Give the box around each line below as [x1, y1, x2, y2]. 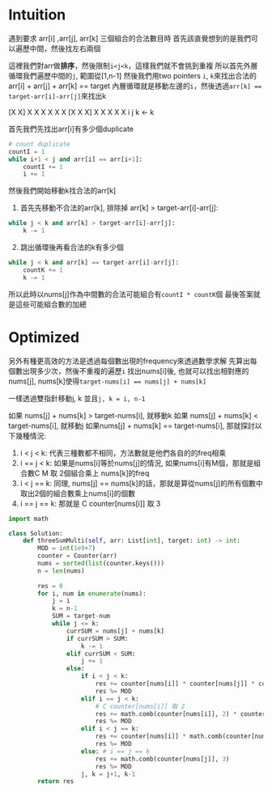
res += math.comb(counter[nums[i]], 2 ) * [95, 709, 237, 718]
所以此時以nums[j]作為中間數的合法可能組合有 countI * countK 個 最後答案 [8, 289, 253, 299]
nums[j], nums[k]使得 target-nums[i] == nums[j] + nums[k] [8, 376, 206, 386]
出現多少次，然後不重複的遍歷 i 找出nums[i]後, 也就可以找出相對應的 [22, 366, 249, 375]
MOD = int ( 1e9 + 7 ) [37, 544, 96, 553]
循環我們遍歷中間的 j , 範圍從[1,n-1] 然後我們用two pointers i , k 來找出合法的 [8, 70, 257, 80]
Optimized [8, 328, 80, 346]
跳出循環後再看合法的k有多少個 [19, 243, 124, 252]
